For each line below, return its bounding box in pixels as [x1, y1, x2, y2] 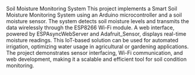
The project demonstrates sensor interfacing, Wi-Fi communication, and [6, 49, 183, 56]
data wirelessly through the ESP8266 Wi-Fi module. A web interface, [6, 24, 175, 31]
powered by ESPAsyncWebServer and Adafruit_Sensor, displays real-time [6, 30, 187, 37]
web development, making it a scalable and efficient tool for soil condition [6, 56, 187, 62]
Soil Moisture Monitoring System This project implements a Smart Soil [6, 5, 177, 12]
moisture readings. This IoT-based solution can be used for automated [6, 37, 178, 43]
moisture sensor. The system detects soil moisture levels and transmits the [6, 18, 189, 24]
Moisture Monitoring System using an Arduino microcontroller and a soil [6, 11, 183, 18]
